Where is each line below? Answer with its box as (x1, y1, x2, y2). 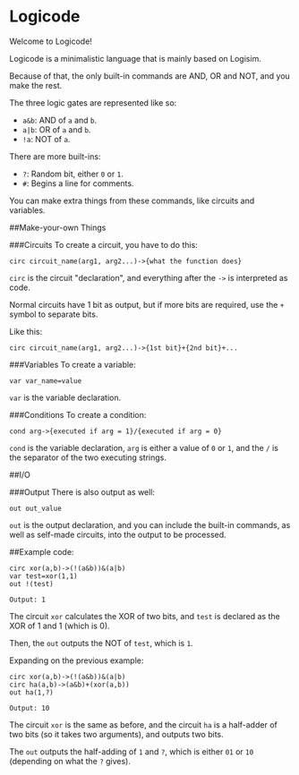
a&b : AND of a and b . (21, 115, 97, 125)
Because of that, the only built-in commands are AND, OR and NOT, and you (9, 70, 291, 81)
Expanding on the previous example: (9, 655, 144, 666)
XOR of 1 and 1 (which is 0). (9, 620, 110, 631)
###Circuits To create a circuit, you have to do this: (9, 239, 199, 250)
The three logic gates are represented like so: (9, 97, 177, 108)
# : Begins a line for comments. (21, 177, 134, 189)
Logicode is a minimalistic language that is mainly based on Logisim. (9, 53, 261, 64)
